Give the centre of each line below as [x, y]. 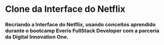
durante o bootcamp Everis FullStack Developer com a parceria [82, 31]
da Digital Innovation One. [37, 37]
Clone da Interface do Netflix [65, 9]
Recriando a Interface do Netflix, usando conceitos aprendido [81, 25]
